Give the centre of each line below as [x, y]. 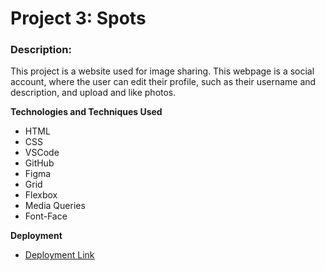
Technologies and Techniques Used [86, 112]
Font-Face [46, 216]
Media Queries [55, 206]
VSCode [42, 153]
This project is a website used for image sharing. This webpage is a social [162, 71]
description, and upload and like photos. [93, 93]
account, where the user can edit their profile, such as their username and [163, 82]
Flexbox [41, 195]
